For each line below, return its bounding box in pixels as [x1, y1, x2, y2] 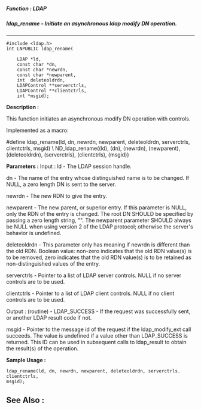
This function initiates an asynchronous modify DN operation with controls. [6, 115, 191, 122]
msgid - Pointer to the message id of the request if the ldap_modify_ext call [6, 326, 191, 333]
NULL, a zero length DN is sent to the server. [6, 181, 117, 188]
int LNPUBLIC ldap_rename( [6, 46, 74, 52]
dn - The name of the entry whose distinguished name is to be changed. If [6, 175, 190, 182]
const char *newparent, [17, 72, 77, 78]
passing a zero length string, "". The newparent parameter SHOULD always [6, 216, 191, 224]
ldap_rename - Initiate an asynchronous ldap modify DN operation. [6, 20, 178, 27]
